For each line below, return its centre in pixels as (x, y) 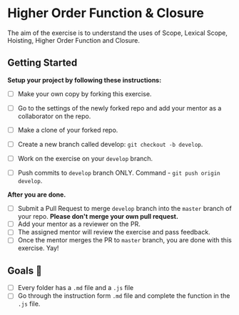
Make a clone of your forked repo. (68, 130)
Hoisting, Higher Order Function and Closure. (74, 40)
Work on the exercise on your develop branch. (85, 159)
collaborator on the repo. (54, 116)
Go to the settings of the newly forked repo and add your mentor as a (119, 108)
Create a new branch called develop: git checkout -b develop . (110, 144)
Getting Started (42, 63)
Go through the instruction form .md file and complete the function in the (124, 296)
